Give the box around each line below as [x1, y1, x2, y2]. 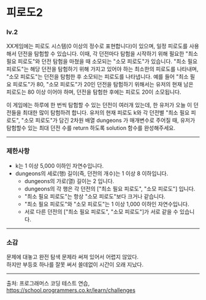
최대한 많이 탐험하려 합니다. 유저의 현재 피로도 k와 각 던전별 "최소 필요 [22, 109, 190, 116]
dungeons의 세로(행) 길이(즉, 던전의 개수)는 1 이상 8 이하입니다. [15, 170, 169, 177]
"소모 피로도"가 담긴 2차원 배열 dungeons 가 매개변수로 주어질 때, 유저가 [21, 117, 196, 124]
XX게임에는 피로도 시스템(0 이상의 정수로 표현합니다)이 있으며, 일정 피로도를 [6, 42, 188, 50]
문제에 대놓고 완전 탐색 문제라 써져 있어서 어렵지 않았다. [6, 253, 139, 261]
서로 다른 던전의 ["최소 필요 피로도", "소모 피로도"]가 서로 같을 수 [24, 208, 179, 215]
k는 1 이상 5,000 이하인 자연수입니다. [15, 162, 104, 169]
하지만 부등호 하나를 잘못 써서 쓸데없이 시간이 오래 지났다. [6, 261, 144, 268]
